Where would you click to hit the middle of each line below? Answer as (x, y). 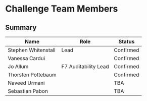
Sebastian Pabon (28, 91)
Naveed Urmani (26, 83)
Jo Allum (18, 66)
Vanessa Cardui (27, 58)
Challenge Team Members (62, 9)
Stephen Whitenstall (32, 50)
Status (127, 42)
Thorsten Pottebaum (32, 75)
